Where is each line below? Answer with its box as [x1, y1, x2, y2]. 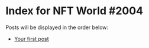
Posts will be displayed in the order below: [5, 24, 109, 31]
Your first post [14, 35, 49, 42]
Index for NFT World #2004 [5, 4, 143, 18]
